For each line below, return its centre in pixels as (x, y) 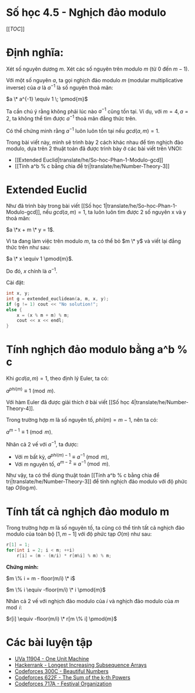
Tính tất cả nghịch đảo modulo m (88, 512)
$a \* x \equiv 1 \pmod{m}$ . (40, 259)
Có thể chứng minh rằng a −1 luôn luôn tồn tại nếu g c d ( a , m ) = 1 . (83, 130)
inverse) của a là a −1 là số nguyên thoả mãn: (60, 87)
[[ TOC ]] (15, 29)
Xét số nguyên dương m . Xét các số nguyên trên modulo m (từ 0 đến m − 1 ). (98, 69)
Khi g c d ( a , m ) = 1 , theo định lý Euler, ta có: (57, 378)
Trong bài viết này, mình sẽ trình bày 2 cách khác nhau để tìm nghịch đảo (95, 142)
